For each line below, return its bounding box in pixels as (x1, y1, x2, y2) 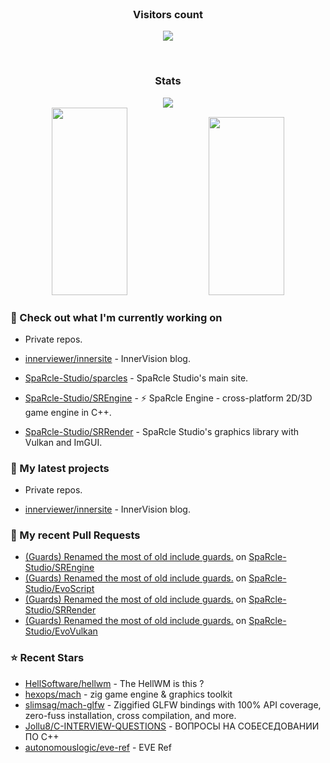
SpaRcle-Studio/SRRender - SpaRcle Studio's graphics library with (24, 425, 300, 437)
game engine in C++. (24, 406, 112, 418)
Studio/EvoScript (24, 583, 95, 595)
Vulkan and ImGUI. (24, 436, 103, 448)
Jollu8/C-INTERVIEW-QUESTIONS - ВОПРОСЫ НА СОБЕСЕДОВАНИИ (24, 720, 320, 732)
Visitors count (133, 7, 203, 21)
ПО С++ (24, 730, 60, 742)
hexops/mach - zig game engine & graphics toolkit (24, 688, 233, 700)
